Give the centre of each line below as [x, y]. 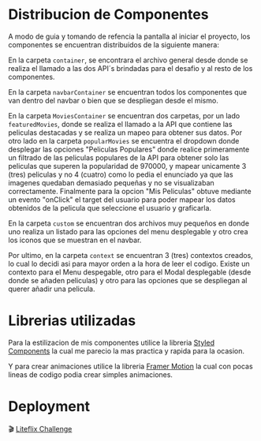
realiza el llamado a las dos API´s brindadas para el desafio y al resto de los [130, 68]
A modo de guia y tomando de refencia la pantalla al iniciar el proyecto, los [129, 36]
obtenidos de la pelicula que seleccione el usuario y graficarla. [110, 207]
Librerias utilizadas [72, 321]
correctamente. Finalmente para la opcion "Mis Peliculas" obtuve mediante [130, 191]
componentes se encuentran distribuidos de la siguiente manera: [114, 44]
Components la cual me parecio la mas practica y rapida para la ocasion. [127, 351]
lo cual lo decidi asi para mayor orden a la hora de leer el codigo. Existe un [129, 263]
